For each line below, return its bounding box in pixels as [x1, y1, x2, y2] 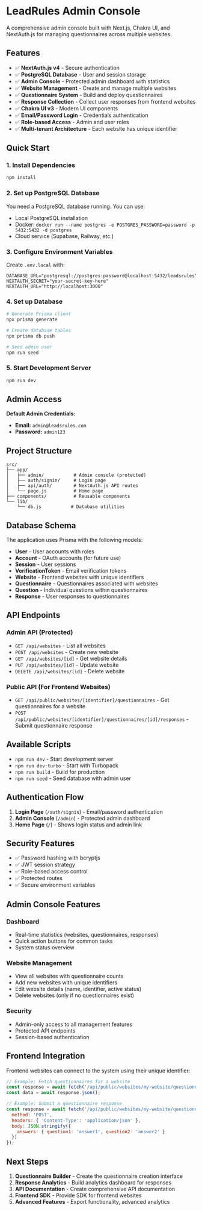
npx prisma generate [6, 316, 58, 323]
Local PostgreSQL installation [14, 214, 88, 221]
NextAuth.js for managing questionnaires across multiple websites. [6, 30, 172, 37]
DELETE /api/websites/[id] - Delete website [14, 667, 125, 675]
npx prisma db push [6, 333, 55, 339]
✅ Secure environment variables [14, 881, 96, 889]
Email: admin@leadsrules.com [14, 422, 87, 429]
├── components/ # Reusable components [6, 493, 130, 500]
